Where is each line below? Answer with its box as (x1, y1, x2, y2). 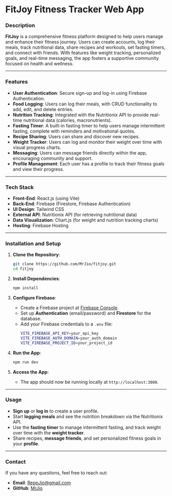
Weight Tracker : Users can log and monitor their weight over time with (12, 139, 162, 145)
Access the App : (12, 369, 49, 375)
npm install (12, 286, 38, 291)
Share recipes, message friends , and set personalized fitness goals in (12, 435, 161, 441)
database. (20, 316, 42, 321)
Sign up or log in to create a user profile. (12, 408, 99, 414)
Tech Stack (5, 183, 34, 190)
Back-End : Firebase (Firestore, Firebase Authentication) (12, 201, 131, 207)
